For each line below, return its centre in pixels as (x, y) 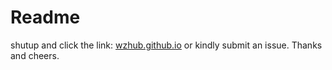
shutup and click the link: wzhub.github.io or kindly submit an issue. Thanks (166, 45)
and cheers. (35, 55)
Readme (45, 17)
